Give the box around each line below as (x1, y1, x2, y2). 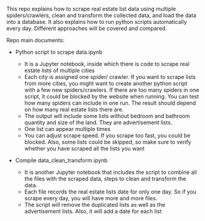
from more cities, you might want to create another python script (24, 80, 188, 87)
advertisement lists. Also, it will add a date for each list (24, 208, 162, 215)
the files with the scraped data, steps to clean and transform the (24, 175, 187, 182)
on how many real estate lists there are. (24, 106, 124, 113)
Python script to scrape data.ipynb (15, 48, 103, 56)
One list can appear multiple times (24, 125, 111, 132)
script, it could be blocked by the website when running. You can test (24, 93, 199, 100)
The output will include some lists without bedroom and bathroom (24, 113, 190, 119)
